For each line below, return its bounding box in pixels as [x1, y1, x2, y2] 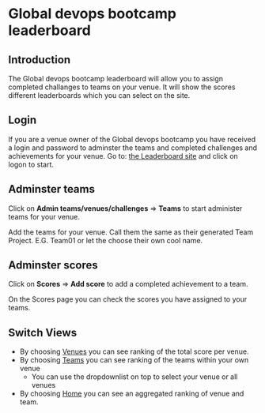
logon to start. [8, 160, 54, 169]
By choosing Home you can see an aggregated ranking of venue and [19, 389, 244, 399]
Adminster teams [8, 182, 95, 196]
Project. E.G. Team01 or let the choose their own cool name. [8, 235, 203, 245]
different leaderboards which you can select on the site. [8, 91, 191, 99]
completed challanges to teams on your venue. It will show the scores [8, 82, 236, 92]
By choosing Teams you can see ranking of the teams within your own [19, 355, 249, 365]
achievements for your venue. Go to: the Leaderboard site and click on [8, 151, 239, 160]
